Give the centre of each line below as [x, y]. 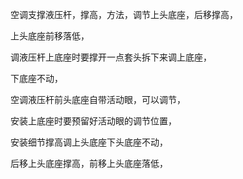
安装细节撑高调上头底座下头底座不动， [89, 142]
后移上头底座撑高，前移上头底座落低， [89, 163]
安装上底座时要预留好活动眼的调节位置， [93, 121]
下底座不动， [36, 78]
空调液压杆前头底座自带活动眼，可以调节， [98, 99]
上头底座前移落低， [50, 36]
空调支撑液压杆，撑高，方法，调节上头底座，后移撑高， [124, 14]
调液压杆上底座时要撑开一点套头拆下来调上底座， [111, 57]
